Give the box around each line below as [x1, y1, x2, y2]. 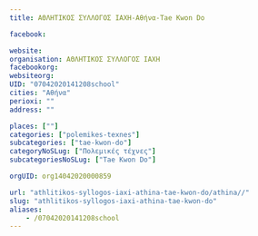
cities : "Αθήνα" [9, 88, 71, 97]
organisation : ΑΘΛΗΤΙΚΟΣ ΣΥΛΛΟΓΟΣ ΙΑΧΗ [9, 54, 161, 64]
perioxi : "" [9, 96, 55, 105]
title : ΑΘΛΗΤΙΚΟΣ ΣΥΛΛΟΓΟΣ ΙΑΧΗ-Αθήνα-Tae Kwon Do [9, 13, 205, 23]
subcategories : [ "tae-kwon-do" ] [9, 138, 132, 148]
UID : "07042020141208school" [9, 80, 120, 89]
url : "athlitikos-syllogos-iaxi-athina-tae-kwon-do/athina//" [9, 188, 250, 197]
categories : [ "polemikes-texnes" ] [9, 130, 141, 139]
